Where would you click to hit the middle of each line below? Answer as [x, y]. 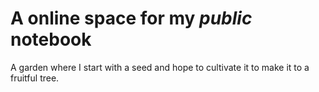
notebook [51, 39]
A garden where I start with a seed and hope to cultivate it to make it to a [160, 67]
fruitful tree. [35, 78]
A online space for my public [131, 18]
